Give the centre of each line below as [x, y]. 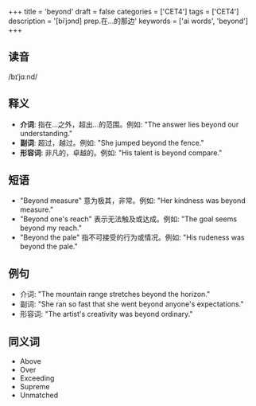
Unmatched [39, 395]
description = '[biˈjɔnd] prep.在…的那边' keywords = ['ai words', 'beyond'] [128, 21]
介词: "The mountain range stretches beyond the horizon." [115, 295]
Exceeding [37, 378]
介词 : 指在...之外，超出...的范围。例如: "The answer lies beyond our [129, 124]
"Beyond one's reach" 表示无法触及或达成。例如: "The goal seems [128, 219]
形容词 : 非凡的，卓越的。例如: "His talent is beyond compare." [121, 152]
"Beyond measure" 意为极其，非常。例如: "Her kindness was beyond [132, 201]
